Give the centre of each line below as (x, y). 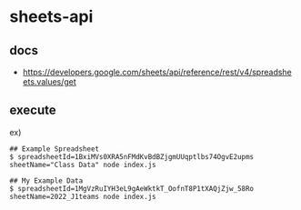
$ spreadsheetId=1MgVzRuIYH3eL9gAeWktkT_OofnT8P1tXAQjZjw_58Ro (132, 188)
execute (33, 110)
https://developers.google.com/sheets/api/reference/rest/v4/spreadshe (157, 72)
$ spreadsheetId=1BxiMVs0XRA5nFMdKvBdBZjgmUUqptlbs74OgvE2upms (132, 156)
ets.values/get (50, 82)
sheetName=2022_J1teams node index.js (83, 196)
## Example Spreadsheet (55, 149)
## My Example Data (46, 180)
